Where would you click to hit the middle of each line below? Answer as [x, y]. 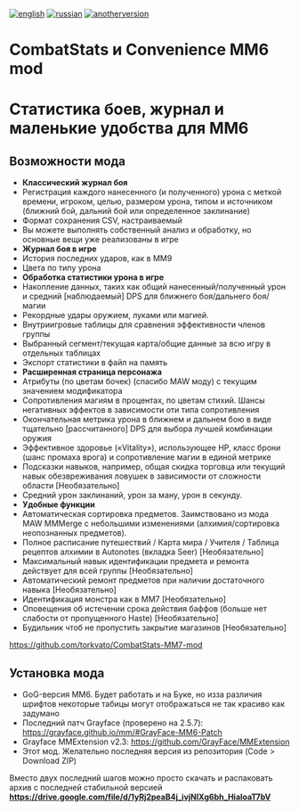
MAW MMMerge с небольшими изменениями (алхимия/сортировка [151, 524]
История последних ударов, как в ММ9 [97, 258]
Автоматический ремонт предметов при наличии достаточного [143, 580]
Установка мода [57, 673]
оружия [36, 438]
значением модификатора [72, 391]
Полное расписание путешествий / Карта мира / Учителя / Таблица [150, 543]
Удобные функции [58, 504]
